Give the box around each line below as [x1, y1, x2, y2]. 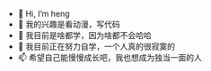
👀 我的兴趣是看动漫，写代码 [17, 19, 120, 29]
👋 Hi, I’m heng [17, 9, 70, 19]
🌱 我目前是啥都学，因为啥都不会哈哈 [17, 30, 152, 40]
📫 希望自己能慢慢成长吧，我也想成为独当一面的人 [17, 52, 202, 62]
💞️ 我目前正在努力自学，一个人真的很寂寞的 [17, 41, 175, 51]
